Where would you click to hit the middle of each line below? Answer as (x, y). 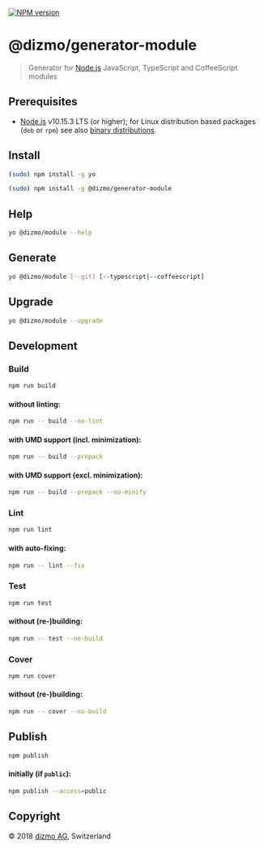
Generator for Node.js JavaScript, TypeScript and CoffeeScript (133, 67)
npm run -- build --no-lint (56, 422)
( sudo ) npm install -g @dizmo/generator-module (90, 189)
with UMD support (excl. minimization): (76, 475)
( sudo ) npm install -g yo (52, 174)
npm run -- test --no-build (56, 638)
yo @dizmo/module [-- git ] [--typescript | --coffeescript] (106, 277)
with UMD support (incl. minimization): (75, 440)
